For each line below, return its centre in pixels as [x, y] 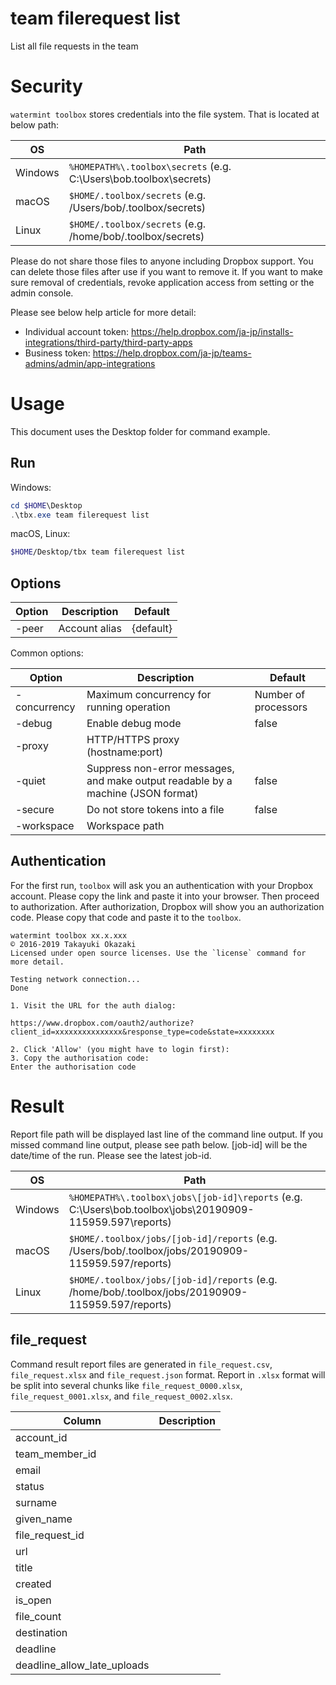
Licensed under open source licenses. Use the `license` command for [158, 953]
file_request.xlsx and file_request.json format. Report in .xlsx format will [168, 1374]
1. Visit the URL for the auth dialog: [93, 1005]
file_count [38, 1616]
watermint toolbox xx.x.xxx [69, 935]
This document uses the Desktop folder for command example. [140, 431]
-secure [35, 810]
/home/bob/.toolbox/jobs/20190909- [158, 1292]
